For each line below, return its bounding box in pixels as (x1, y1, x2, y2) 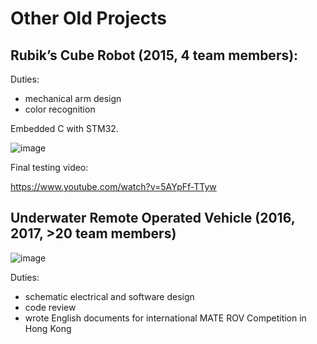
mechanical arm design (24, 93, 122, 104)
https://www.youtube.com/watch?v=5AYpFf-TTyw (10, 181, 217, 192)
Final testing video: (10, 162, 89, 173)
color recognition (24, 103, 96, 115)
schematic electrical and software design (24, 290, 195, 302)
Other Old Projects (10, 7, 167, 30)
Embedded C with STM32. (10, 123, 119, 134)
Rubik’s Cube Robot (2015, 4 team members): (10, 47, 299, 64)
